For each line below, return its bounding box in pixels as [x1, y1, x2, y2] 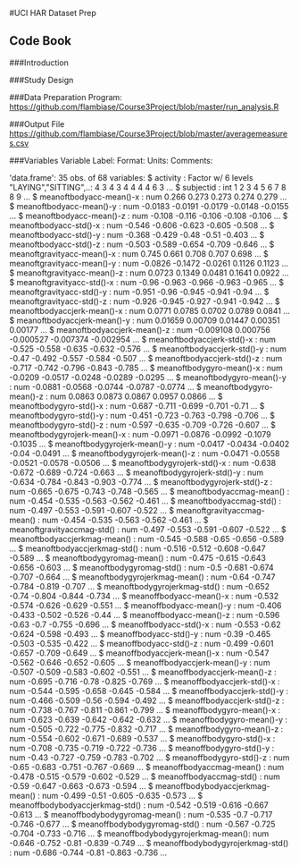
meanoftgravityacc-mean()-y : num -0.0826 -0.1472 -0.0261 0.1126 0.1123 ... [9, 258, 288, 268]
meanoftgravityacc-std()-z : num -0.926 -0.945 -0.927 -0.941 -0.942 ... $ [9, 295, 280, 307]
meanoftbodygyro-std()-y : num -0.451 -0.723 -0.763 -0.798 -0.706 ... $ [9, 410, 275, 420]
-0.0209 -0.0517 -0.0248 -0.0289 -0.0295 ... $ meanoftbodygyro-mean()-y [9, 371, 287, 383]
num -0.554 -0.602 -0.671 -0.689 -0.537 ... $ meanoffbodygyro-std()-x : [9, 733, 276, 743]
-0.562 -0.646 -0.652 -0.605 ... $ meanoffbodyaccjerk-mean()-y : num [9, 657, 270, 667]
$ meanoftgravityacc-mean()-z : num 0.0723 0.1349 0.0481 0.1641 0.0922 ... [9, 267, 289, 278]
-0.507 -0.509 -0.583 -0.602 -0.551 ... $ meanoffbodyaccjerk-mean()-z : [9, 666, 277, 677]
